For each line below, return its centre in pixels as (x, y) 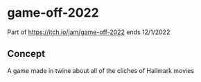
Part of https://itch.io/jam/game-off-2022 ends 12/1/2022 (89, 32)
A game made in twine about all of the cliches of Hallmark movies (101, 70)
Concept (26, 54)
